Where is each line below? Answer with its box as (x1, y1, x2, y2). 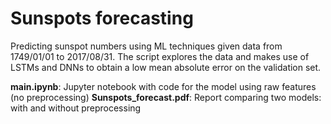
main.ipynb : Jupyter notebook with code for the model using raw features (10, 80, 317, 92)
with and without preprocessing (10, 102, 142, 114)
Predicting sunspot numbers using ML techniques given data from (10, 40, 283, 52)
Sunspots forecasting (10, 7, 194, 30)
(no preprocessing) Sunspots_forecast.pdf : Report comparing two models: (10, 91, 322, 103)
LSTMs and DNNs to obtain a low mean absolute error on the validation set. (10, 61, 322, 73)
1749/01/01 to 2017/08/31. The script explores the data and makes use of (10, 50, 310, 62)
